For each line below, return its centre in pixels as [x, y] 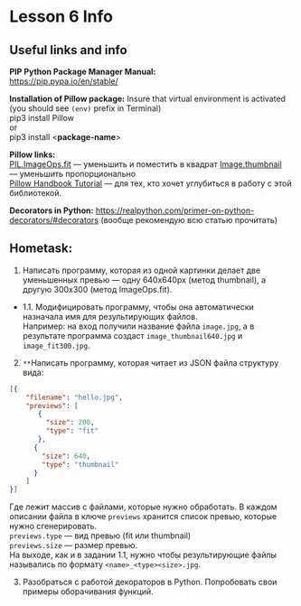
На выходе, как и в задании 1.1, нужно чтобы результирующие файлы [143, 555]
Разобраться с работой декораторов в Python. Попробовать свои [150, 582]
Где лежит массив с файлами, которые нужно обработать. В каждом [143, 507]
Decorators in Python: [52, 210]
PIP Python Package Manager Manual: [83, 71]
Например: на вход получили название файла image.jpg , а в [138, 326]
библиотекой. [36, 193]
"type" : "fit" [72, 431]
